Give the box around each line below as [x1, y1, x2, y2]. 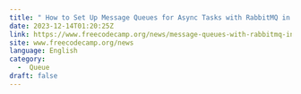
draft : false [9, 72, 58, 81]
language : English [9, 47, 78, 56]
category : [9, 55, 47, 64]
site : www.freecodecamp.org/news [9, 38, 134, 47]
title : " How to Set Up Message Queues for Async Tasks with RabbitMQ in [9, 13, 291, 22]
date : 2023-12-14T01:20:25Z [9, 21, 115, 30]
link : [9, 30, 30, 38]
